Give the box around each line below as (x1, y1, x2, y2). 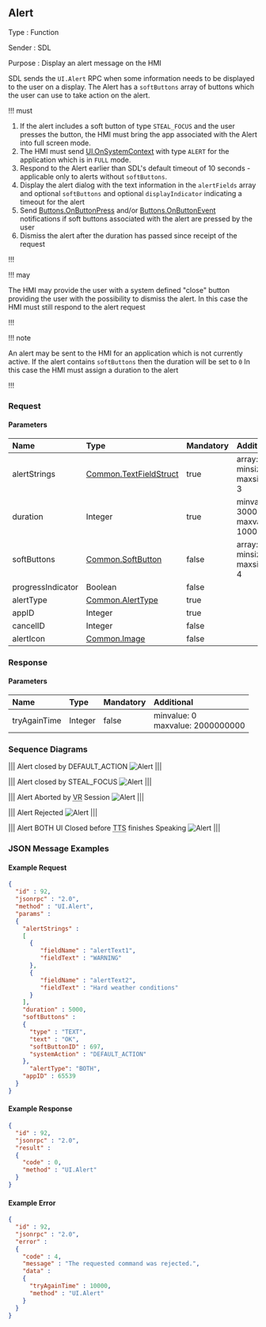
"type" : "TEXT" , (28, 1028, 87, 1036)
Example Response (8, 1104, 73, 1114)
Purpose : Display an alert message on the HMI (8, 58, 162, 67)
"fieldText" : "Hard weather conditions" (40, 983, 179, 991)
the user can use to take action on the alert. (8, 90, 150, 100)
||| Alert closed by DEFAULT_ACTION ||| (8, 762, 162, 771)
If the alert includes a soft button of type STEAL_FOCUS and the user (19, 121, 236, 130)
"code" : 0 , (22, 1159, 62, 1167)
